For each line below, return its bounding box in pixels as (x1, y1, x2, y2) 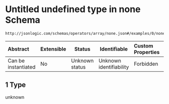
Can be (8, 57, 25, 64)
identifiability (98, 63, 129, 70)
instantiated (8, 63, 36, 70)
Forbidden (134, 60, 158, 67)
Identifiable (100, 45, 128, 53)
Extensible (40, 45, 66, 53)
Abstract (8, 45, 29, 53)
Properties (134, 48, 160, 56)
